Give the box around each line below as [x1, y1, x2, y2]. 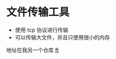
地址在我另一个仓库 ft [6, 46, 59, 54]
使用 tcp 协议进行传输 [14, 26, 69, 33]
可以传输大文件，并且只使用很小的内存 [14, 33, 110, 41]
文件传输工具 [6, 5, 70, 19]
